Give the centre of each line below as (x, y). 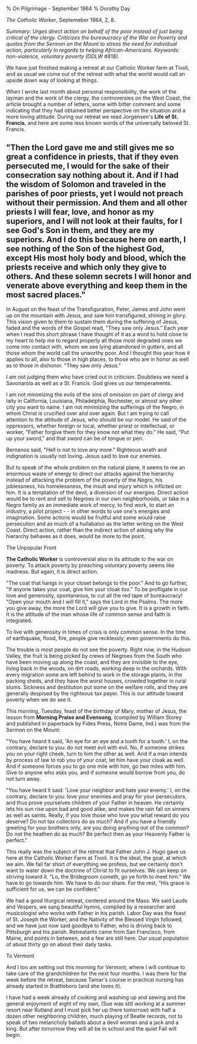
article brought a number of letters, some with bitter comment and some (94, 104)
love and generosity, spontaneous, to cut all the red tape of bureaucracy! (94, 595)
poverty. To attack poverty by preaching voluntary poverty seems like (90, 565)
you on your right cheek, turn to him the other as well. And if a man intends (97, 754)
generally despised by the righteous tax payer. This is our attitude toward (95, 693)
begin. (14, 1035)
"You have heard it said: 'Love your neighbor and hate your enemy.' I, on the (98, 790)
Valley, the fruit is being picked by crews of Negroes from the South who (94, 655)
